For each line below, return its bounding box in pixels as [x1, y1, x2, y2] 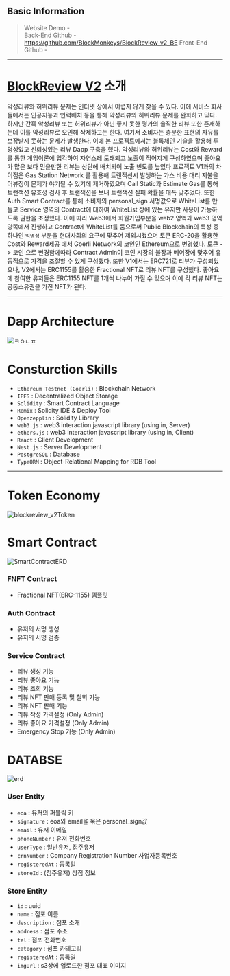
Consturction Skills [7, 361, 118, 377]
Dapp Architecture [7, 313, 114, 329]
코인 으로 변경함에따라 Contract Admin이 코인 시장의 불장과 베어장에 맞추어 [12, 248, 214, 256]
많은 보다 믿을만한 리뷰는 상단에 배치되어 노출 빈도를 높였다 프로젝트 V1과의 [14, 162, 214, 170]
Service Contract [7, 651, 65, 661]
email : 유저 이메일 [16, 826, 67, 834]
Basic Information [7, 5, 85, 17]
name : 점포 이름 [16, 909, 59, 918]
